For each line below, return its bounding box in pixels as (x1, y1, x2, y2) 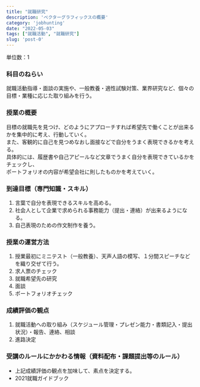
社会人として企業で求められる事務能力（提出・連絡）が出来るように (14, 207, 183, 214)
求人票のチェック (14, 268, 57, 275)
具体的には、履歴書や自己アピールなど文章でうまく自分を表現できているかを (6, 153, 195, 160)
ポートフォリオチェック (14, 290, 73, 297)
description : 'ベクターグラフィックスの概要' (6, 14, 109, 20)
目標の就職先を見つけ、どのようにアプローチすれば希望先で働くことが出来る (6, 123, 195, 130)
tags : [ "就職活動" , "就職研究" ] (6, 31, 79, 37)
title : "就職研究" (6, 8, 49, 15)
